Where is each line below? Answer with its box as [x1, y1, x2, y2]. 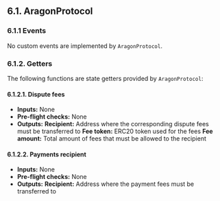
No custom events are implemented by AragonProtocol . [7, 41, 163, 50]
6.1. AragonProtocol [7, 5, 93, 17]
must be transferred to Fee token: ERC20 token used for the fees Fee [16, 127, 214, 136]
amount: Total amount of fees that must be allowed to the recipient [16, 134, 207, 143]
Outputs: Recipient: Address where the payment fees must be [16, 180, 195, 188]
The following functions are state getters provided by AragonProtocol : [7, 74, 204, 82]
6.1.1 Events [7, 26, 47, 36]
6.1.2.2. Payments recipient [7, 150, 87, 158]
